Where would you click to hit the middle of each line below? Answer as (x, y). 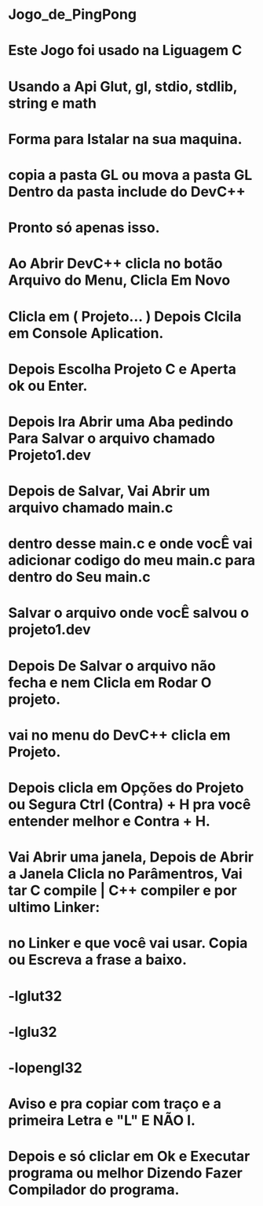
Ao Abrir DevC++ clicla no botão (115, 264)
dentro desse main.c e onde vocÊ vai (130, 544)
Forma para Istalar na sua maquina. (125, 139)
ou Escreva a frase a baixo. (97, 960)
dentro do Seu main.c (79, 577)
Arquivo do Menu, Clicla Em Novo (119, 280)
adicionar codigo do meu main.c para (132, 561)
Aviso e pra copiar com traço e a (115, 1104)
